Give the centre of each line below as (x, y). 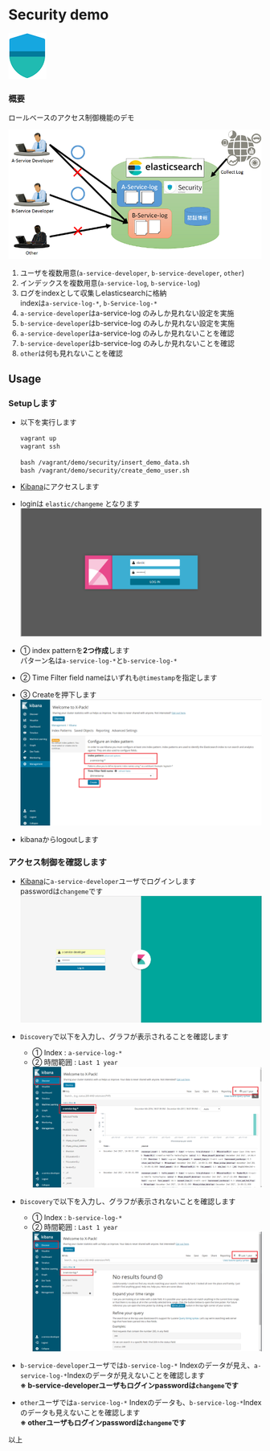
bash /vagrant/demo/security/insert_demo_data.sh (105, 463)
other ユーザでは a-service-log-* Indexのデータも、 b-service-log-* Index (141, 1402)
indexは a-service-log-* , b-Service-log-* (89, 302)
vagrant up (38, 439)
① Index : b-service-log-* (77, 1217)
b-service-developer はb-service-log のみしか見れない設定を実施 (127, 323)
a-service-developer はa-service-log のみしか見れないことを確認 (127, 333)
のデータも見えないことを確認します (80, 1412)
